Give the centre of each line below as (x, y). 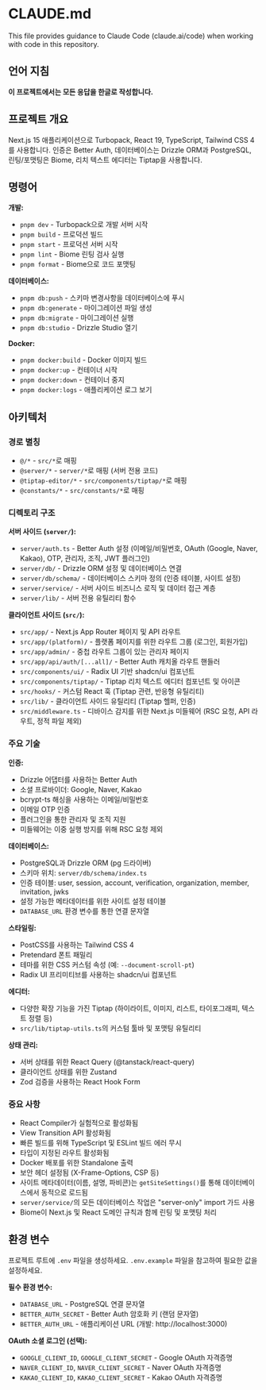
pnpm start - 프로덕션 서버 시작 (69, 245)
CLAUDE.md (50, 14)
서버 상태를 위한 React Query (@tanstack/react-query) (107, 1061)
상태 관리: (23, 1045)
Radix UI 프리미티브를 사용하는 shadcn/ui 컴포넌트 (98, 974)
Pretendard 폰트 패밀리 (56, 954)
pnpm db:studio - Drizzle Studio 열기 (79, 328)
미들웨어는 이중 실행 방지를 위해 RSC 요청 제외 (91, 829)
